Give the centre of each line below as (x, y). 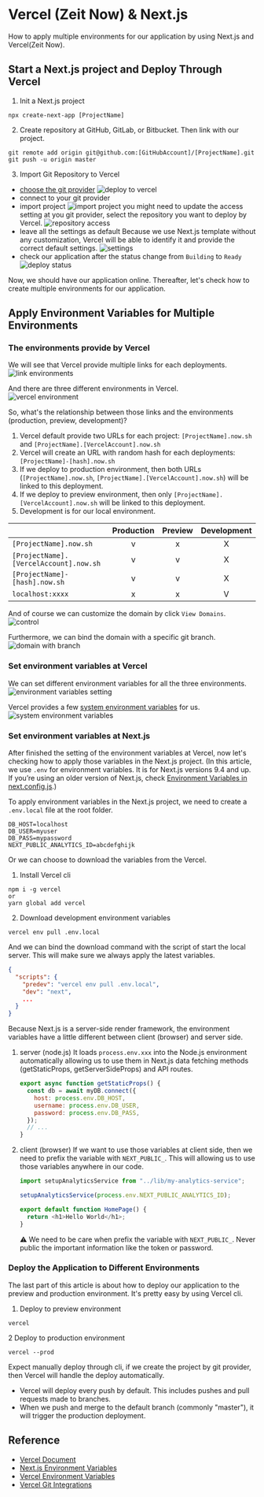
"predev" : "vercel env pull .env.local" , (91, 984)
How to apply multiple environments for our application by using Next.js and (131, 36)
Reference (34, 1441)
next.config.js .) (33, 786)
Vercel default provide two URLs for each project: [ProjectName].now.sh (136, 436)
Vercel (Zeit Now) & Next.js (98, 15)
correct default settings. (59, 248)
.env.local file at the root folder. (60, 810)
